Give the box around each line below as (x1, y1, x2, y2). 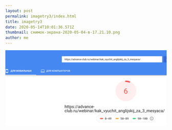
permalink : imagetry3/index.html (5, 13, 77, 19)
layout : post (5, 8, 33, 13)
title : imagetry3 (5, 19, 42, 24)
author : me (5, 35, 29, 40)
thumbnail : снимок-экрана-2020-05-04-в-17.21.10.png (5, 30, 120, 35)
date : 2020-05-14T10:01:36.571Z (5, 25, 74, 30)
